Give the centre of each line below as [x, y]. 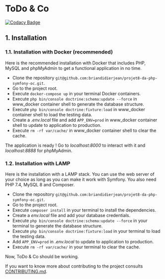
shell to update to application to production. [57, 125]
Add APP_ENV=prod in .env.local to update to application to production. [83, 241]
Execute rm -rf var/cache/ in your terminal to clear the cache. [76, 247]
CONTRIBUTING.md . [26, 271]
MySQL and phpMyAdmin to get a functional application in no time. [74, 68]
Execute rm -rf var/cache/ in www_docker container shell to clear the [84, 130]
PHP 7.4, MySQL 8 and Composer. [40, 184]
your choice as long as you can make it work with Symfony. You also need [81, 179]
